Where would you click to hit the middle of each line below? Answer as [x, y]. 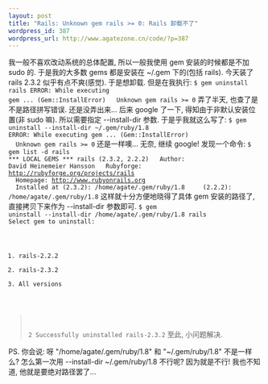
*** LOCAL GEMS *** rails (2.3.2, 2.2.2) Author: [97, 159]
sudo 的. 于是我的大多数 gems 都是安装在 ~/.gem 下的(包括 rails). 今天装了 [131, 73]
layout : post [30, 16]
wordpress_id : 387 [39, 31]
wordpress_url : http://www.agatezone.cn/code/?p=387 [99, 38]
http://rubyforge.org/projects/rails [72, 173]
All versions [41, 284]
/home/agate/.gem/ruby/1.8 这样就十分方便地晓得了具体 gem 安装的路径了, [132, 196]
